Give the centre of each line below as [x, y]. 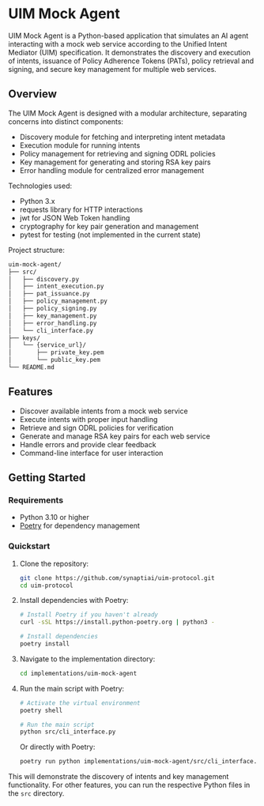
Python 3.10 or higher [54, 518]
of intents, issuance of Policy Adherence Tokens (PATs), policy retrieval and [131, 61]
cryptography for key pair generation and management [109, 226]
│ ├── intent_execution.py [56, 286]
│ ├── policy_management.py [58, 301]
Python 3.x [37, 201]
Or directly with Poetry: [57, 747]
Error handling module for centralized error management [111, 170]
